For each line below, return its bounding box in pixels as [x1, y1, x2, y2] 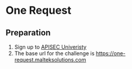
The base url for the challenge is [14, 50, 95, 57]
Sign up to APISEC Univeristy [14, 43, 87, 50]
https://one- [95, 50, 126, 57]
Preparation [5, 28, 51, 38]
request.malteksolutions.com [14, 56, 86, 63]
